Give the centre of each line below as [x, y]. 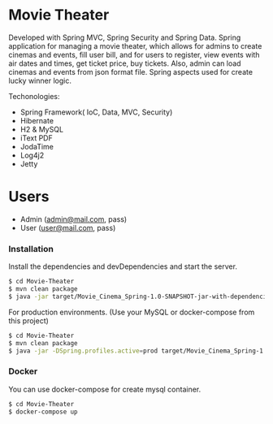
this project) [28, 320]
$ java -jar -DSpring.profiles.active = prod [83, 351]
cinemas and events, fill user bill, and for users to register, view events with [134, 54]
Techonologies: [34, 96]
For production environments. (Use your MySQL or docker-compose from [132, 312]
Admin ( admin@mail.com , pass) [74, 219]
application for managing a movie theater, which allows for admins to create [135, 45]
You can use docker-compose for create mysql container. [105, 389]
